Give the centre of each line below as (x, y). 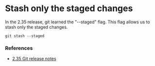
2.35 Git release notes (34, 59)
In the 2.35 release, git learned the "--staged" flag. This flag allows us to (77, 22)
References (19, 48)
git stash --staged (25, 36)
